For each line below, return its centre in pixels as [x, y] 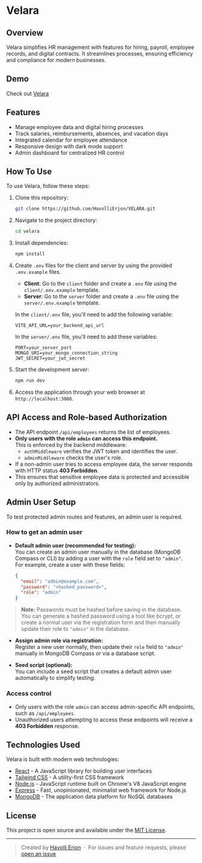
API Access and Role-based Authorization [87, 418]
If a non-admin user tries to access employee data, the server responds [104, 464]
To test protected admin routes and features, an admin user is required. [94, 517]
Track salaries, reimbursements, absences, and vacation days [91, 133]
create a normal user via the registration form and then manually [100, 622]
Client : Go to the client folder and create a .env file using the [100, 283]
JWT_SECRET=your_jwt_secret [50, 359]
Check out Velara [28, 93]
